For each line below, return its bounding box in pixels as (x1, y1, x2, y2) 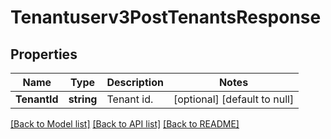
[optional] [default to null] (173, 92, 295, 106)
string (68, 92, 98, 106)
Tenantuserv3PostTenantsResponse (10, 6, 322, 29)
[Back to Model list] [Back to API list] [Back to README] (10, 118, 240, 130)
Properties (10, 46, 78, 63)
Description (106, 76, 164, 89)
